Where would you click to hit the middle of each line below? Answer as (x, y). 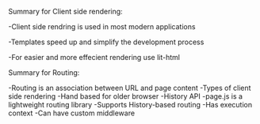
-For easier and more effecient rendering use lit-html (94, 57)
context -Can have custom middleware (72, 113)
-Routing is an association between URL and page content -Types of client (130, 88)
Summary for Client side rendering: (65, 11)
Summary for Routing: (44, 73)
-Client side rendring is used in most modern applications (102, 26)
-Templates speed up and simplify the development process (106, 42)
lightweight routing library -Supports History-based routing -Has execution (130, 105)
